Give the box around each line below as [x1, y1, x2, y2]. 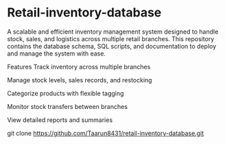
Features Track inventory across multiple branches [7, 62, 151, 71]
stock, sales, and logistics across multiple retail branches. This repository [7, 34, 215, 43]
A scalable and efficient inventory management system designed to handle [7, 27, 219, 36]
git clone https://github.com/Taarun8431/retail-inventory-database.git [7, 129, 204, 137]
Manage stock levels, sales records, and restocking [7, 75, 152, 84]
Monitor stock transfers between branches [7, 102, 128, 110]
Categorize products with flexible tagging [7, 89, 124, 97]
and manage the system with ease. [7, 49, 106, 58]
